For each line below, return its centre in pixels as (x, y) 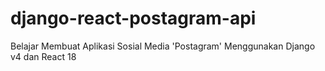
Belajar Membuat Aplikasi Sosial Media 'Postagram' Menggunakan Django (163, 46)
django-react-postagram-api (133, 18)
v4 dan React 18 (43, 56)
